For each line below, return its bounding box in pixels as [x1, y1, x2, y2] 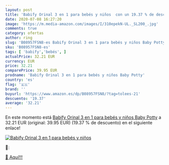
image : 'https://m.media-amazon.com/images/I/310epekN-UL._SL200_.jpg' [5, 21, 158, 27]
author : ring [5, 36, 33, 41]
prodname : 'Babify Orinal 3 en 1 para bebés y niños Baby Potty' [5, 73, 145, 78]
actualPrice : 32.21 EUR [5, 54, 55, 59]
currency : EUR [5, 59, 35, 64]
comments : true [5, 26, 37, 31]
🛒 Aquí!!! [5, 154, 23, 160]
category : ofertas [5, 31, 44, 36]
